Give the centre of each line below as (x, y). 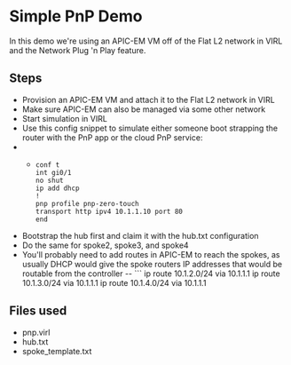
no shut (49, 180)
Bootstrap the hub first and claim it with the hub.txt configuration (140, 235)
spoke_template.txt (57, 351)
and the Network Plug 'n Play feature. (78, 50)
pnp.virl (36, 332)
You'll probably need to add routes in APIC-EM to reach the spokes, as (151, 254)
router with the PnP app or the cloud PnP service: (112, 137)
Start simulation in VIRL (65, 118)
